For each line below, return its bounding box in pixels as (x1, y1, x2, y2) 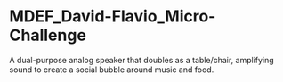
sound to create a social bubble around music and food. (9, 64, 214, 75)
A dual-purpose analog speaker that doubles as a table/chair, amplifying (9, 54, 274, 65)
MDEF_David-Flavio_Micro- (9, 6, 216, 27)
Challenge (9, 25, 87, 45)
